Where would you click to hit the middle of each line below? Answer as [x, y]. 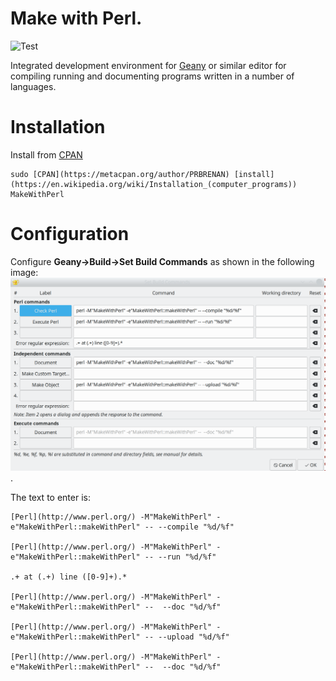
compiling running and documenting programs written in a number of [152, 76]
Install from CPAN [46, 154]
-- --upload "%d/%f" [187, 637]
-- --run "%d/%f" [180, 557]
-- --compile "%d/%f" [189, 527]
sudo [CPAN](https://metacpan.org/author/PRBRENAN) [120, 174]
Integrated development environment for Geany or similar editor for [148, 65]
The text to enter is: [50, 498]
